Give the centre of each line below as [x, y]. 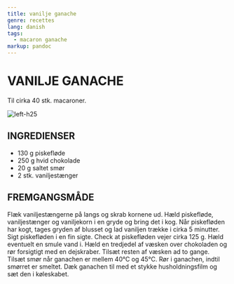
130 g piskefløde [41, 153]
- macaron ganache [41, 40]
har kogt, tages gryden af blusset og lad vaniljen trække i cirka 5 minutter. [113, 229]
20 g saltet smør [41, 168]
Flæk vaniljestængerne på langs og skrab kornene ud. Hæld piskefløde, [110, 214]
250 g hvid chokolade [49, 160]
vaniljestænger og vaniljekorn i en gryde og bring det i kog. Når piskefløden [116, 222]
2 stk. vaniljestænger [48, 175]
